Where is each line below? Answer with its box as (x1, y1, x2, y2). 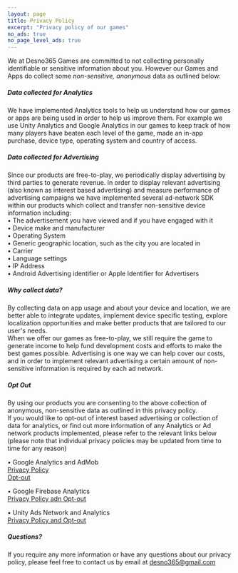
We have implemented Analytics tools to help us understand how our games (7, 106, 231, 115)
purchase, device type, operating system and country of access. (7, 136, 197, 145)
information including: (7, 208, 72, 218)
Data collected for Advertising (7, 153, 100, 161)
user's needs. (7, 326, 48, 335)
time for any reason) (7, 444, 67, 452)
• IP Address (7, 262, 45, 270)
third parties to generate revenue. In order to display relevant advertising (7, 178, 221, 187)
